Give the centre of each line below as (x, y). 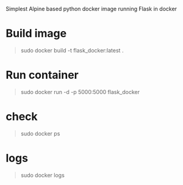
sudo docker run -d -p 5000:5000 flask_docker (80, 92)
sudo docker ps (40, 133)
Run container (42, 75)
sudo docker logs (42, 175)
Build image (36, 34)
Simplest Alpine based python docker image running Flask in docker (91, 9)
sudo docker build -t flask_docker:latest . (72, 50)
